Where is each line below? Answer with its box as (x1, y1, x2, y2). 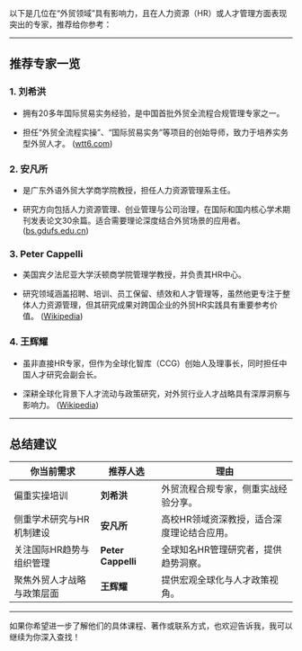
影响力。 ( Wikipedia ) (22, 399, 99, 410)
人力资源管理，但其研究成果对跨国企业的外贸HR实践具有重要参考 (30, 299, 271, 310)
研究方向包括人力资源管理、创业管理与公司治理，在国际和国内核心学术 (22, 203, 283, 214)
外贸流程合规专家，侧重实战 (161, 483, 279, 495)
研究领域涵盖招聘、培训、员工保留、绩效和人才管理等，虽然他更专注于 (22, 289, 283, 299)
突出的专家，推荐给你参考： (9, 19, 112, 30)
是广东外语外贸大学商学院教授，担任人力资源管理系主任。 (22, 184, 235, 195)
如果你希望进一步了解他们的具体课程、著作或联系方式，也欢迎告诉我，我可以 (9, 620, 293, 631)
